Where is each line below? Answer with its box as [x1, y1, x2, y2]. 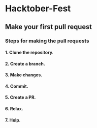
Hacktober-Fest [5, 3, 71, 14]
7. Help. [5, 117, 21, 123]
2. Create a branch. [5, 61, 45, 66]
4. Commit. [5, 83, 29, 89]
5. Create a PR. [5, 95, 36, 100]
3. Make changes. [5, 72, 43, 78]
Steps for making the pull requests [5, 37, 90, 44]
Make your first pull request [5, 23, 92, 31]
